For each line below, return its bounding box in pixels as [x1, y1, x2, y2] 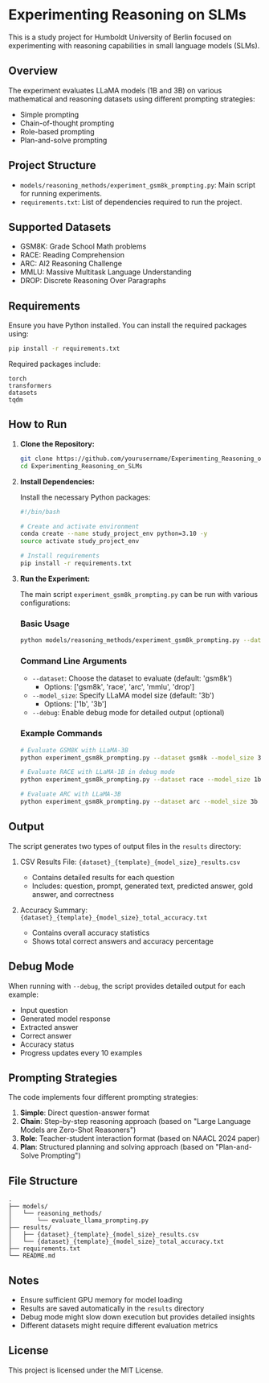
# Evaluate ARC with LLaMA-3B [19, 790, 122, 798]
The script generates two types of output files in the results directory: [8, 841, 242, 850]
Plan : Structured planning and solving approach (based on [19, 1142, 214, 1152]
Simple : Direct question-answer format [19, 1108, 150, 1118]
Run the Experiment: [19, 574, 91, 583]
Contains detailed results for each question [31, 872, 175, 882]
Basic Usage [19, 618, 70, 629]
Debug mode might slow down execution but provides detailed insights [19, 1311, 255, 1321]
